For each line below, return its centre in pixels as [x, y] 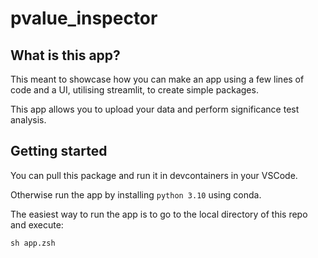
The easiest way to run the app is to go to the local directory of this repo [159, 214]
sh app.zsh [33, 243]
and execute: [37, 224]
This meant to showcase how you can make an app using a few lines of [157, 79]
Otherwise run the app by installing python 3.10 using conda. [136, 194]
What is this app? [65, 55]
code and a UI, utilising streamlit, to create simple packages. [134, 90]
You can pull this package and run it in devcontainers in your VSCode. [154, 175]
